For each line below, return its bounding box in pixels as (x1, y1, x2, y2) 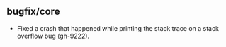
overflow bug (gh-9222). (16, 32, 90, 40)
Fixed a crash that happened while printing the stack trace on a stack (16, 24, 219, 32)
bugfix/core (6, 6, 60, 18)
